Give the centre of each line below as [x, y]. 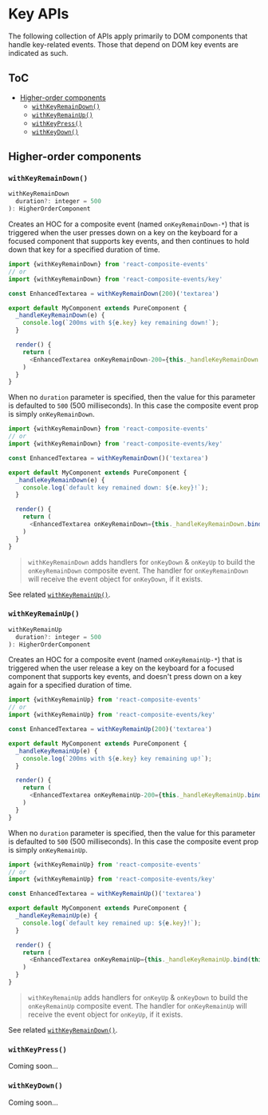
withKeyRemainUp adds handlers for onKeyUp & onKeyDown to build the [138, 997]
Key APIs [39, 14]
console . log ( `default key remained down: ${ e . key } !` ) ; [116, 488]
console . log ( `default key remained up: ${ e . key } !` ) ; [112, 923]
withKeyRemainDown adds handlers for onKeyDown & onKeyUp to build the [141, 561]
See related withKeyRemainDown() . [63, 1029]
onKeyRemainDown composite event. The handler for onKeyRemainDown [138, 570]
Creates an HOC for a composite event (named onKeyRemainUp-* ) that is [125, 660]
